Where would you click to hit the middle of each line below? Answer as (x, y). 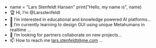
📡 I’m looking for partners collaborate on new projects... (66, 35)
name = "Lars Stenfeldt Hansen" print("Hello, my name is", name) (76, 7)
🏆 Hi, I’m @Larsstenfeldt (35, 12)
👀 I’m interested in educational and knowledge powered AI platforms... (80, 19)
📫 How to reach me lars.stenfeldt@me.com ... (56, 40)
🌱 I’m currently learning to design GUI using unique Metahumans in (77, 24)
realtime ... (21, 30)
